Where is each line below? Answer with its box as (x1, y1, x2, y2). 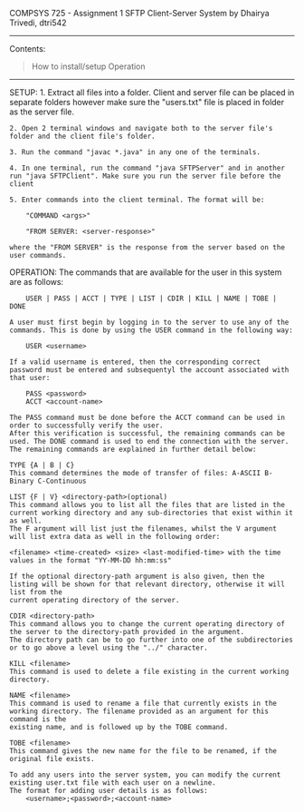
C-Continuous (37, 476, 88, 485)
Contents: (9, 44, 46, 54)
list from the (9, 588, 63, 597)
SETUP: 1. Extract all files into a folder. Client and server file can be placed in (9, 87, 295, 98)
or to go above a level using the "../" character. (9, 643, 208, 652)
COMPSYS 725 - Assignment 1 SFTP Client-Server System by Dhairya (9, 8, 270, 18)
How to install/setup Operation (31, 61, 147, 72)
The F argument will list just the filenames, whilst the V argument (9, 524, 278, 533)
